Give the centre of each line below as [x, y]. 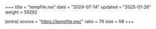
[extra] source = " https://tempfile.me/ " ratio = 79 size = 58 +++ [70, 22]
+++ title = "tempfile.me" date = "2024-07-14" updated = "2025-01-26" [78, 7]
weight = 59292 [21, 12]
